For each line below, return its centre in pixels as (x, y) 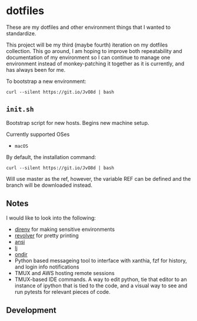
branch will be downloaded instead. (49, 185)
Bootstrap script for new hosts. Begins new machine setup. (78, 123)
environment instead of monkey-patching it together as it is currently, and (95, 64)
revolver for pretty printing (46, 235)
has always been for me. (36, 70)
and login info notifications (47, 267)
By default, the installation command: (51, 157)
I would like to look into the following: (51, 218)
